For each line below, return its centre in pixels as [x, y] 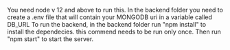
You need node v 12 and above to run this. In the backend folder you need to [115, 10]
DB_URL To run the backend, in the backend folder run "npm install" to [107, 24]
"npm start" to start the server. [50, 39]
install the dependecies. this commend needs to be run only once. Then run [114, 32]
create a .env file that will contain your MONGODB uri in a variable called [110, 17]
